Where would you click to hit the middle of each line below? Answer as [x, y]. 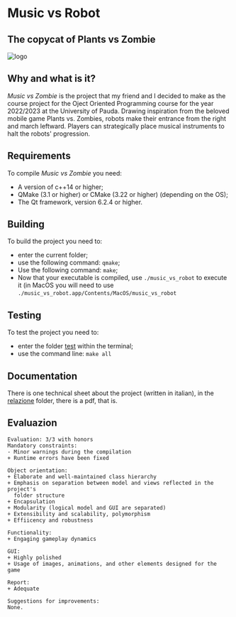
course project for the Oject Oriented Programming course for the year [111, 103]
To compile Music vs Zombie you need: [65, 173]
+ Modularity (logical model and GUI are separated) [87, 508]
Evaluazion [32, 423]
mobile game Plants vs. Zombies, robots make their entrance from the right [117, 118]
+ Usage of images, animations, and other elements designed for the [112, 564]
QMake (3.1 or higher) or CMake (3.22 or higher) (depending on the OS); [123, 194]
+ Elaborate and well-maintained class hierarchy [82, 477]
